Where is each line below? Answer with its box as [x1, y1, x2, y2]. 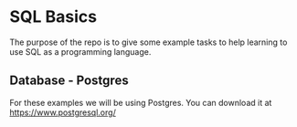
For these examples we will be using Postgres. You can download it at [9, 97, 272, 108]
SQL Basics [9, 6, 98, 27]
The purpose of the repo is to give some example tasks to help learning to [9, 37, 288, 48]
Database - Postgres [9, 73, 130, 89]
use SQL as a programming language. [9, 46, 152, 57]
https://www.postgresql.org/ [9, 107, 116, 118]
